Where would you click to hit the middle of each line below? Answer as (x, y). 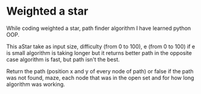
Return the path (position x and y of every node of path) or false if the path (100, 71)
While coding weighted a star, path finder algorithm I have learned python (99, 28)
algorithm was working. (36, 84)
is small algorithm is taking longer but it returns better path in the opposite (99, 52)
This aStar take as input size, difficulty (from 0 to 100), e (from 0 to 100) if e (101, 46)
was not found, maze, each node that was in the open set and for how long (100, 78)
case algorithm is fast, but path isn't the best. (63, 59)
